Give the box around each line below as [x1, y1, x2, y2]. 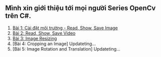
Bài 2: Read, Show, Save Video [12, 30, 76, 36]
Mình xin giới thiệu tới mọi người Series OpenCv [5, 4, 156, 12]
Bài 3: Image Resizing [12, 35, 57, 41]
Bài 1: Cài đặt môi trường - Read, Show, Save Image [12, 25, 118, 31]
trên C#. [5, 12, 31, 20]
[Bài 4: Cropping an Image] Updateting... [12, 41, 96, 47]
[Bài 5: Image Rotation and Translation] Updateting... [12, 46, 120, 52]
